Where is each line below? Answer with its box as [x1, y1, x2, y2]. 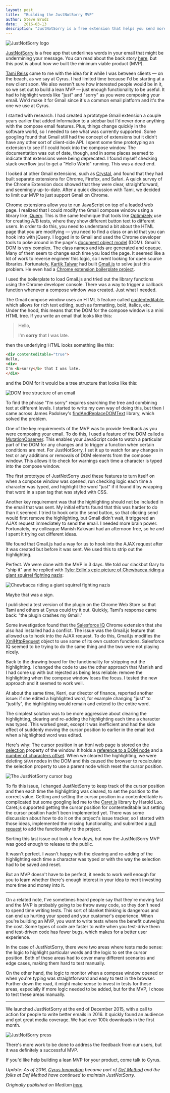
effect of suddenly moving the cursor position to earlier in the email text [6, 726, 155, 733]
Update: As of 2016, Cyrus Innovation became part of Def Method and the [6, 1066, 160, 1072]
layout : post [6, 7, 33, 13]
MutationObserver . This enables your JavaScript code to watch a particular [6, 436, 162, 442]
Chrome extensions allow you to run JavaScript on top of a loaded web [6, 202, 153, 208]
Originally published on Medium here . [6, 1081, 84, 1087]
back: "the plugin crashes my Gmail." [6, 612, 83, 618]
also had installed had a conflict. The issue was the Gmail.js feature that [6, 627, 155, 633]
